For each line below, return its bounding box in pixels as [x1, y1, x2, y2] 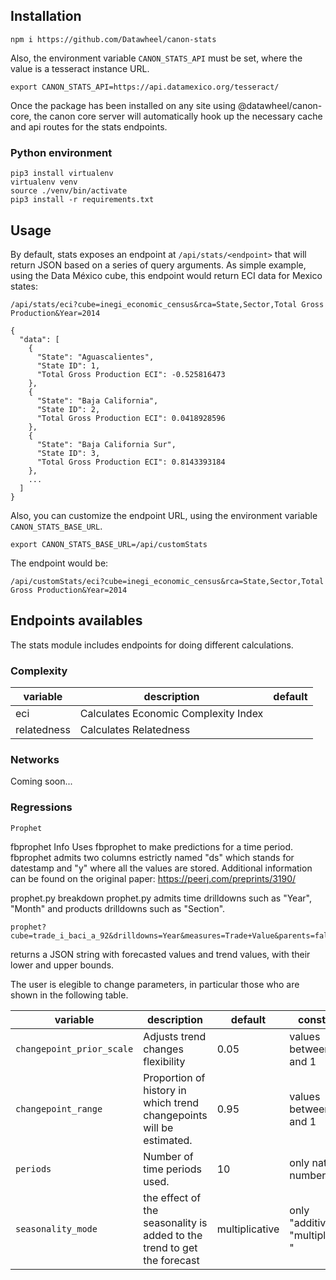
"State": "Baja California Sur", [36, 439, 177, 449]
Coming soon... [10, 775, 73, 788]
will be [143, 1120, 174, 1134]
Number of [143, 1149, 194, 1163]
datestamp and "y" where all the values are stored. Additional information [10, 862, 313, 874]
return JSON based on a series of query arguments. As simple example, [10, 259, 307, 271]
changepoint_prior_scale [15, 1043, 134, 1054]
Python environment [10, 145, 113, 159]
